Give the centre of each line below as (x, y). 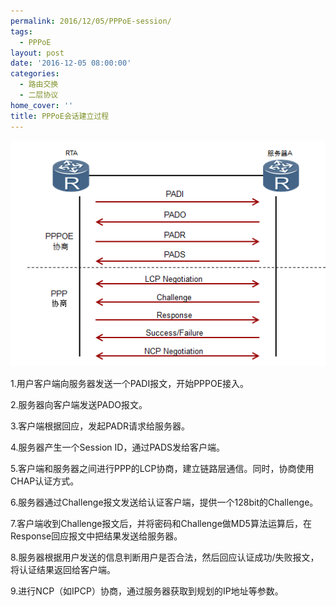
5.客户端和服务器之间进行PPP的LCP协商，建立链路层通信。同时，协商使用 (162, 468)
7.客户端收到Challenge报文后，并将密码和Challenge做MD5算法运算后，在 (161, 523)
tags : (21, 31)
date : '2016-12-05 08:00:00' (71, 63)
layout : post (37, 53)
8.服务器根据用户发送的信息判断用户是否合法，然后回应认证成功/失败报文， (165, 557)
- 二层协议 (39, 95)
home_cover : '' (42, 105)
